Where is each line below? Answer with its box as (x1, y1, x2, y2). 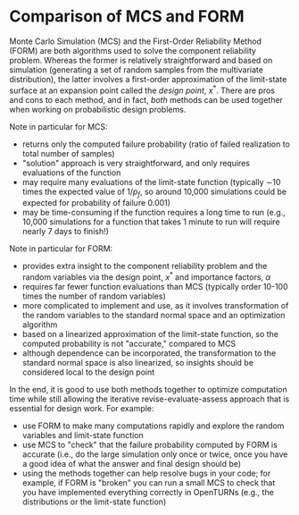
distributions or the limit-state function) (21, 496, 167, 507)
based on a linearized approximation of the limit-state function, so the (21, 329, 279, 340)
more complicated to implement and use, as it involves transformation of (21, 300, 289, 311)
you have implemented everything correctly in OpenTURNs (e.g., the (21, 487, 274, 498)
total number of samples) (21, 148, 115, 158)
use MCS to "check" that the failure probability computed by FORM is (21, 440, 278, 451)
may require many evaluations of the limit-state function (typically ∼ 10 (21, 176, 281, 187)
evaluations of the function (21, 167, 121, 178)
